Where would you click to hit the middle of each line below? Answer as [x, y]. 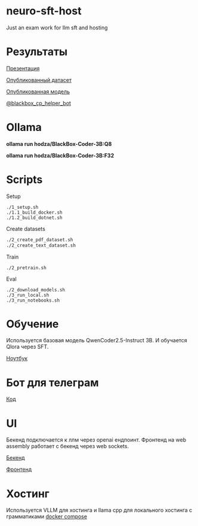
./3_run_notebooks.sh [33, 300]
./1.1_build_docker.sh [34, 212]
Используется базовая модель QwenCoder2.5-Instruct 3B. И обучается [97, 340]
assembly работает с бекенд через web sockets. [68, 446]
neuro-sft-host [44, 11]
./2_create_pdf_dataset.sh [40, 240]
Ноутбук [17, 358]
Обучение [33, 324]
